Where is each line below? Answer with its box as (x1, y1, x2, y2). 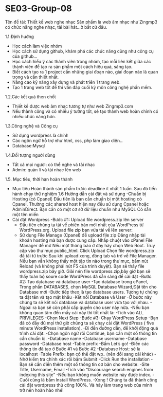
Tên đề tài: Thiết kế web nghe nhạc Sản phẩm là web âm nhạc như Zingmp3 (5, 19, 158, 25)
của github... (12, 53, 37, 59)
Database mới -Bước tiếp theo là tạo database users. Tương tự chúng (19, 289, 158, 295)
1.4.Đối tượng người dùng (5, 152, 55, 158)
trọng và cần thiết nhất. (12, 74, 59, 80)
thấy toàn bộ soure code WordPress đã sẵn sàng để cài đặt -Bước (19, 273, 152, 279)
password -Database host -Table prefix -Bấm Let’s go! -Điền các (19, 341, 149, 346)
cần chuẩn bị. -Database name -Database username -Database (19, 335, 147, 341)
